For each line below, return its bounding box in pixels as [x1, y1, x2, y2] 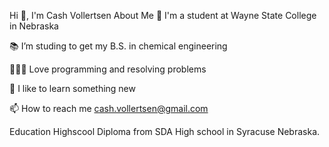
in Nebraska [9, 20, 59, 32]
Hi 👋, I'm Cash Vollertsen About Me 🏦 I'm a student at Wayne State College [9, 10, 317, 21]
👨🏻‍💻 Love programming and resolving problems [9, 63, 207, 75]
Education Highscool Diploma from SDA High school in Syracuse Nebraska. [9, 126, 321, 137]
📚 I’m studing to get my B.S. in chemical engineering [9, 40, 228, 52]
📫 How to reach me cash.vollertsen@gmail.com [9, 103, 209, 114]
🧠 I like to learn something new [9, 83, 136, 94]
